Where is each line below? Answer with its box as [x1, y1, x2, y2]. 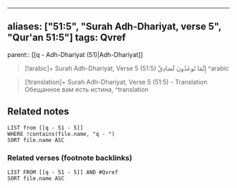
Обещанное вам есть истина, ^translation [24, 85, 149, 94]
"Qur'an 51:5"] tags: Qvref [7, 32, 126, 44]
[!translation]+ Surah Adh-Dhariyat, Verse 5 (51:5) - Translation [24, 77, 208, 86]
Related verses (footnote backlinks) [7, 153, 133, 163]
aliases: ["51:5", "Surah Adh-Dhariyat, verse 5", [7, 20, 221, 32]
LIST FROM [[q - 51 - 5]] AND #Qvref [7, 168, 119, 176]
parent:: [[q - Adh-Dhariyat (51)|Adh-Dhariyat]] [7, 50, 143, 58]
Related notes [7, 106, 69, 118]
